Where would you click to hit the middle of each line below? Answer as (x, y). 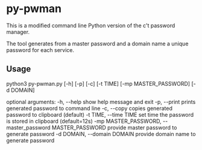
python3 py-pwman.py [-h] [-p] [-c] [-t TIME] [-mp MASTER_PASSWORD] (98, 83)
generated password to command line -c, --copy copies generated (90, 108)
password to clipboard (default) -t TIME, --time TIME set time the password (100, 114)
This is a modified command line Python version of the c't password (91, 25)
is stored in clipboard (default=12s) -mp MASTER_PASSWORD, (84, 121)
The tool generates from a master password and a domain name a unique (97, 44)
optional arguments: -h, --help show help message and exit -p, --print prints (101, 102)
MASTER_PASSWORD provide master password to (114, 127)
